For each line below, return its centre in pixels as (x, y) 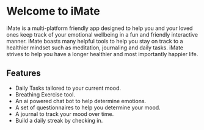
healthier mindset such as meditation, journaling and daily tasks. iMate (95, 48)
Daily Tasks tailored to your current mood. (68, 88)
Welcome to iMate (53, 11)
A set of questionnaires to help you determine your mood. (88, 107)
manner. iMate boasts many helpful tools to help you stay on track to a (95, 41)
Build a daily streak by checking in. (59, 120)
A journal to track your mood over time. (64, 114)
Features (24, 74)
